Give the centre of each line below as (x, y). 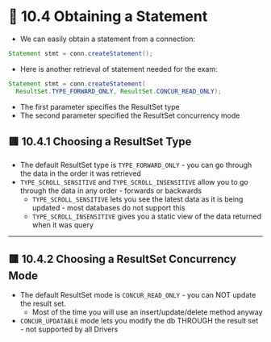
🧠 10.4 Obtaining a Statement (108, 17)
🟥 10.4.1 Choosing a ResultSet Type (100, 142)
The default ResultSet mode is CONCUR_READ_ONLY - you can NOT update (138, 295)
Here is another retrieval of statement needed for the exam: (119, 69)
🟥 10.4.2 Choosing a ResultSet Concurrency (122, 259)
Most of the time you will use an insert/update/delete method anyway (148, 312)
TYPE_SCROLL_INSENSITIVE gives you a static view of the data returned (147, 216)
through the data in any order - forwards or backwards (111, 191)
